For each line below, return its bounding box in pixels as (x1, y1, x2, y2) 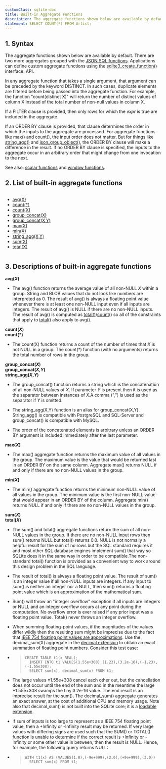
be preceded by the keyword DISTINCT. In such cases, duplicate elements (5, 83, 157, 89)
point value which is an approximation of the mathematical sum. (12, 589, 142, 595)
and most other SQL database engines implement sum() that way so (12, 548, 151, 554)
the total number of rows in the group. (12, 352, 90, 358)
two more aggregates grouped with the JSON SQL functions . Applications (5, 58, 156, 64)
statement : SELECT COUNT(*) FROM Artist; (5, 21, 92, 26)
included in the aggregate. (5, 114, 59, 120)
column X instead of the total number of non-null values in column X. (5, 99, 145, 105)
